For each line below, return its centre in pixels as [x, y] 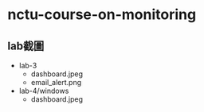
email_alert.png [56, 82]
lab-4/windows [44, 91]
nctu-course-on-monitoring [102, 15]
